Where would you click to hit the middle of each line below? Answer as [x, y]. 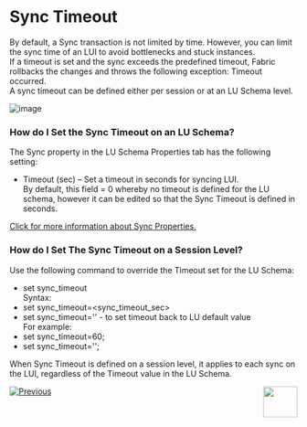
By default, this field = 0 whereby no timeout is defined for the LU [146, 189]
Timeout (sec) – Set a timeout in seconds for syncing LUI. [131, 179]
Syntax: [37, 297]
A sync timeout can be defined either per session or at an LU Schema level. [152, 91]
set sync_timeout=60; [64, 336]
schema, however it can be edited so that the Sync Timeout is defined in [159, 199]
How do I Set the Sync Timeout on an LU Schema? [122, 132]
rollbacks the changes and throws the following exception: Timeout [136, 71]
